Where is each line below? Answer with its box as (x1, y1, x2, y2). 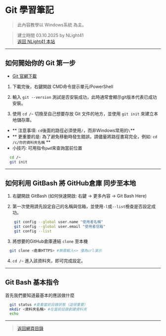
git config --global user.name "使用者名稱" (14, 219, 104, 225)
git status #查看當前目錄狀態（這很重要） (9, 302, 88, 307)
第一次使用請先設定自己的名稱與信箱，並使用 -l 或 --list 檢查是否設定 (12, 204, 152, 210)
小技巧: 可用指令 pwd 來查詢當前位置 (12, 145, 83, 151)
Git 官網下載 (12, 73, 37, 79)
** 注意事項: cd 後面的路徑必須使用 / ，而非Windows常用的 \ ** (12, 127, 135, 133)
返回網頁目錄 (17, 326, 43, 332)
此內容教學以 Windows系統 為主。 (17, 22, 86, 28)
